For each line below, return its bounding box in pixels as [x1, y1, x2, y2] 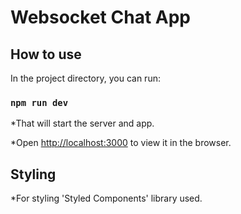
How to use [10, 46, 82, 63]
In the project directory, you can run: [10, 72, 161, 84]
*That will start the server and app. [10, 117, 155, 130]
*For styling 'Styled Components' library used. [10, 192, 203, 205]
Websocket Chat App [10, 6, 191, 29]
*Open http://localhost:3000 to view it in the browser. [10, 137, 232, 149]
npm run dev [10, 97, 69, 108]
